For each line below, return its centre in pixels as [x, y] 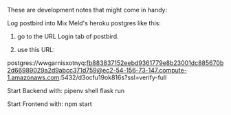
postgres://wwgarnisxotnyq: [47, 63]
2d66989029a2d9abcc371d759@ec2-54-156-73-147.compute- [97, 70]
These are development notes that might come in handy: [87, 10]
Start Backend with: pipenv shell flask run [66, 91]
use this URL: [36, 50]
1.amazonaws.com [33, 77]
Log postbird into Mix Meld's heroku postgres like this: [84, 23]
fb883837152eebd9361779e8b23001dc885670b [155, 63]
